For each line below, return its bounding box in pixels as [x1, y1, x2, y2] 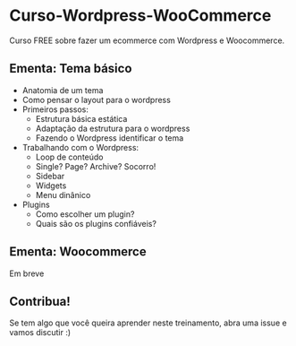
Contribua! [9, 293, 72, 309]
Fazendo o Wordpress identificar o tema [35, 132, 184, 143]
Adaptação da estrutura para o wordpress [35, 123, 190, 134]
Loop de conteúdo [35, 151, 104, 162]
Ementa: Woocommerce [9, 244, 147, 260]
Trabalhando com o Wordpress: [21, 142, 140, 152]
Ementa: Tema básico [9, 61, 132, 76]
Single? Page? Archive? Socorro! [35, 160, 156, 171]
